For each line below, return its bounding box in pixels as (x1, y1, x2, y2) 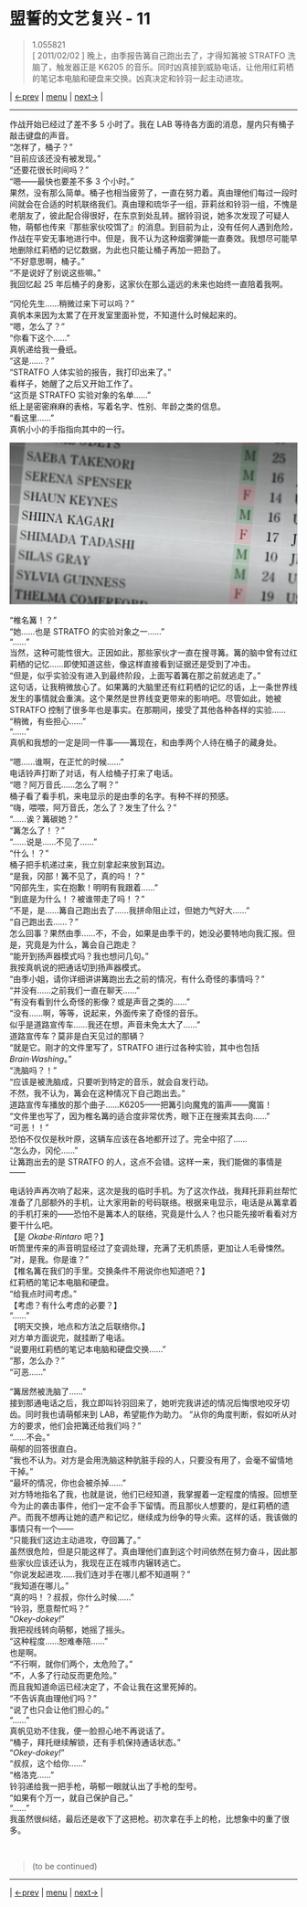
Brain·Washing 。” (9, 1053, 72, 1065)
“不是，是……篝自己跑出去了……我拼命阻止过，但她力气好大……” (9, 905, 250, 916)
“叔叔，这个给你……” (9, 1758, 87, 1769)
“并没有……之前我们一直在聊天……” (9, 985, 140, 996)
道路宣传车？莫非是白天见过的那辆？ (9, 1030, 146, 1042)
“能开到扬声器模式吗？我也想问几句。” (9, 951, 149, 962)
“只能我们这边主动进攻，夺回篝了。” (9, 1535, 142, 1546)
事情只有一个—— (9, 1523, 74, 1534)
